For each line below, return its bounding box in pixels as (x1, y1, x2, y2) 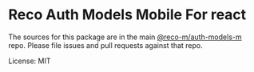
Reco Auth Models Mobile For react (8, 6, 247, 24)
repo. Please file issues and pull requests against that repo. (8, 40, 204, 50)
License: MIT (8, 56, 51, 66)
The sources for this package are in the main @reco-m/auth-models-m (8, 32, 242, 42)
